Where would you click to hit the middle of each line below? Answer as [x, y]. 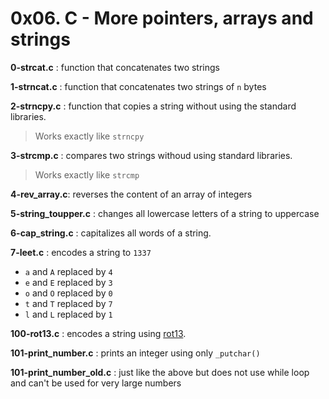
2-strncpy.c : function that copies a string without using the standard [153, 106]
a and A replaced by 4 [68, 271]
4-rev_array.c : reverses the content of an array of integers [131, 194]
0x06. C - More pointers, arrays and [162, 18]
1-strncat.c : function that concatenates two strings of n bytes [138, 86]
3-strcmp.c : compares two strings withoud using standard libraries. [151, 155]
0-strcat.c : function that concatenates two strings [115, 67]
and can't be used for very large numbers [96, 383]
